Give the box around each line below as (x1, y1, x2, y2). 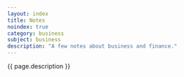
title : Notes (7, 17, 46, 24)
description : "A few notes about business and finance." (7, 43, 178, 50)
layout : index (7, 10, 49, 17)
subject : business (7, 36, 61, 43)
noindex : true (7, 23, 49, 30)
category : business (7, 29, 65, 37)
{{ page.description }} (7, 62, 71, 70)
